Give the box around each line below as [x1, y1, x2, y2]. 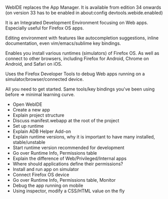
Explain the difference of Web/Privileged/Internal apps [12, 155, 127, 161]
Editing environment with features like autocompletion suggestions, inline [5, 35, 159, 41]
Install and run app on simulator [12, 166, 79, 172]
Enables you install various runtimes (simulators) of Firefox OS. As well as [5, 50, 159, 56]
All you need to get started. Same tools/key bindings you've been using [5, 86, 155, 92]
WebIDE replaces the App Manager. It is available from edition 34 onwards [5, 5, 161, 10]
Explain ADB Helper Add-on [12, 128, 71, 134]
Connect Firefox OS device [12, 172, 70, 178]
